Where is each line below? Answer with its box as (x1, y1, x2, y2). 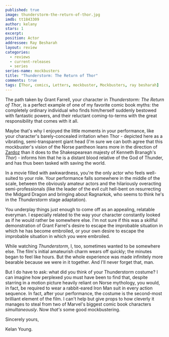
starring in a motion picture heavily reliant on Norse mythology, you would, (5, 279, 160, 285)
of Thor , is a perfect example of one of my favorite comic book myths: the (5, 102, 159, 108)
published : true (5, 7, 39, 13)
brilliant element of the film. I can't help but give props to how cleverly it (5, 296, 155, 302)
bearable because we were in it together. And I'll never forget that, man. (5, 259, 155, 265)
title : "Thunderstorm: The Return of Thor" (5, 73, 98, 78)
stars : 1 (5, 26, 24, 31)
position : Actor (5, 36, 39, 41)
